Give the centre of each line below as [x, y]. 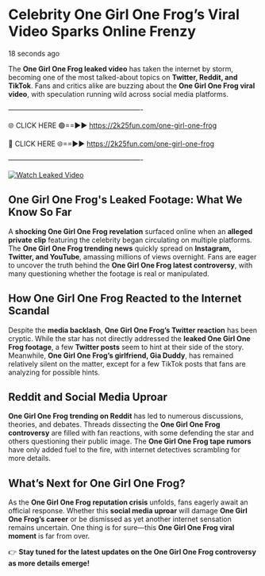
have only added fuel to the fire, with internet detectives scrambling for [124, 450]
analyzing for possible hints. [54, 372]
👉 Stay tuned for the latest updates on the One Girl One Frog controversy [132, 552]
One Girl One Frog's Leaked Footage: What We [125, 200]
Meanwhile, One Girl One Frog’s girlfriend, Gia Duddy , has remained [121, 355]
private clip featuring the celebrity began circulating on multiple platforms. [130, 240]
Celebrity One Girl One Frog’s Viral [124, 15]
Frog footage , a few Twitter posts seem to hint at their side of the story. [126, 347]
